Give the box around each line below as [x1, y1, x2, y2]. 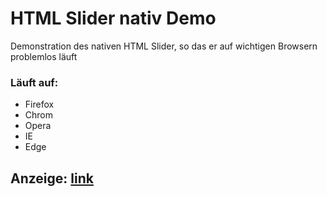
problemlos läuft [10, 50, 78, 62]
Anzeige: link [10, 170, 94, 187]
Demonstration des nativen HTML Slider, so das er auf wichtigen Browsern [10, 40, 318, 52]
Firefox [24, 98, 55, 111]
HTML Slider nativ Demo [10, 7, 217, 30]
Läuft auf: [10, 75, 59, 89]
